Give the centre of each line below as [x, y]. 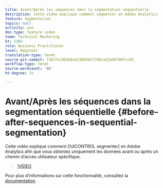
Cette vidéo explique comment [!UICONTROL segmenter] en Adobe [73, 146]
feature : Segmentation [28, 19]
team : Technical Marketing [32, 37]
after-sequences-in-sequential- [71, 122]
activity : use [19, 28]
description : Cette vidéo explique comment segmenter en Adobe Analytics [81, 14]
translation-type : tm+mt [30, 55]
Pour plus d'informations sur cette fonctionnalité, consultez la [67, 175]
